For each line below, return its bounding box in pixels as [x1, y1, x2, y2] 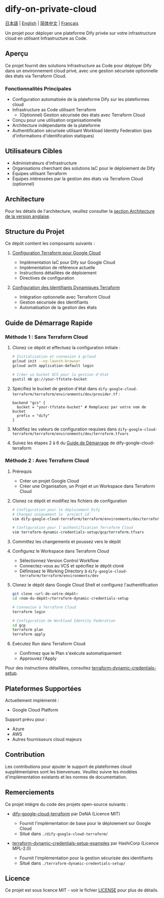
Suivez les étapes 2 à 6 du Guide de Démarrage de [12, 440, 115, 446]
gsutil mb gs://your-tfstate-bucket [12, 377, 87, 382]
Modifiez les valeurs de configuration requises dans [12, 426, 117, 432]
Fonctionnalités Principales [5, 85, 72, 92]
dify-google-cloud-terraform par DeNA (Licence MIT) [12, 811, 120, 817]
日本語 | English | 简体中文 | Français [5, 20, 79, 26]
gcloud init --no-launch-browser [12, 359, 81, 364]
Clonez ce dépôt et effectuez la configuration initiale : [12, 345, 121, 351]
